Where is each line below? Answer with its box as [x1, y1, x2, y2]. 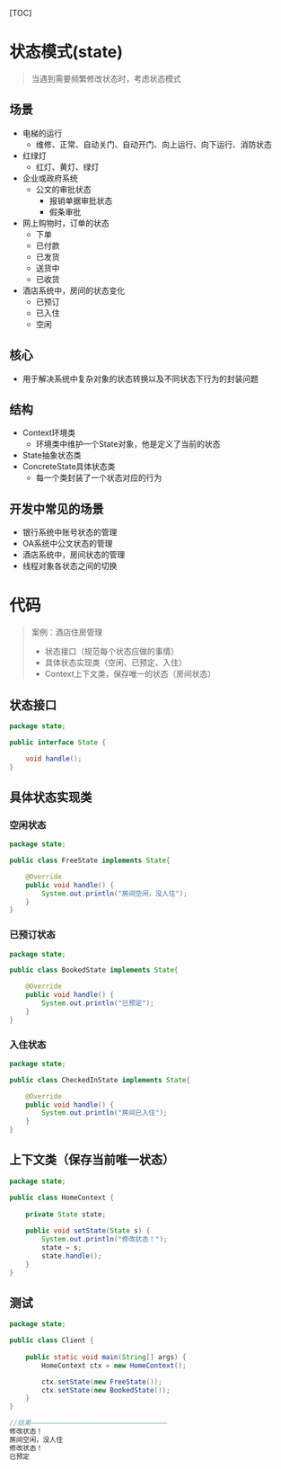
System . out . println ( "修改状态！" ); [41, 1235, 168, 1244]
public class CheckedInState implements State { [9, 1075, 191, 1084]
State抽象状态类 [22, 450, 82, 461]
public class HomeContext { [9, 1193, 115, 1202]
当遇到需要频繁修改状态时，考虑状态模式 [31, 73, 181, 84]
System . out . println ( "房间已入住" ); [41, 1108, 168, 1117]
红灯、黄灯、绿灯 [35, 161, 100, 172]
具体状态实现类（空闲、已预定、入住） [44, 657, 187, 668]
